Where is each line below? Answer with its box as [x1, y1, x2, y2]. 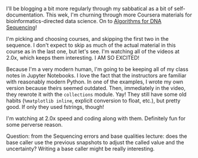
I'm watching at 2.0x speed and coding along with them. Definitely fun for [6, 115, 186, 122]
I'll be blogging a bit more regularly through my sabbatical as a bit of [6, 5, 173, 12]
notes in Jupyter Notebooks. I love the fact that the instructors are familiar [6, 72, 187, 79]
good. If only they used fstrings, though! [6, 104, 104, 110]
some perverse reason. [6, 121, 63, 128]
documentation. [6, 11, 45, 18]
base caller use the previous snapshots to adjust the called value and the [6, 139, 184, 146]
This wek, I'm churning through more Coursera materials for [46, 11, 193, 18]
